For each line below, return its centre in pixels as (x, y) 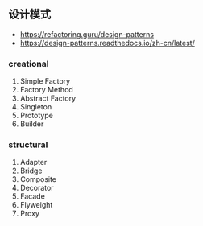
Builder (32, 124)
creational (29, 64)
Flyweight (36, 205)
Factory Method (47, 90)
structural (28, 145)
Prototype (37, 116)
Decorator (37, 188)
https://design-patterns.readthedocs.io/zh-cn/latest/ (107, 43)
